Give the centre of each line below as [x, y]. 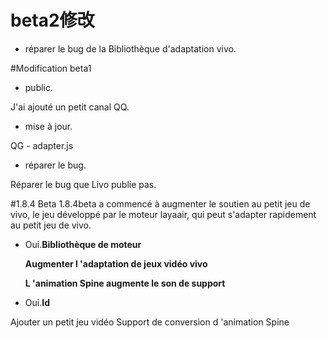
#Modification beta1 [51, 68]
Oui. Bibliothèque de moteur [83, 244]
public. [39, 87]
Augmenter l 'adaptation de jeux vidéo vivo [116, 263]
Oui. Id [37, 302]
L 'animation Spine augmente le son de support [125, 283]
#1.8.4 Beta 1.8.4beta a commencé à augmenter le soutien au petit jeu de [160, 203]
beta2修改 [52, 20]
